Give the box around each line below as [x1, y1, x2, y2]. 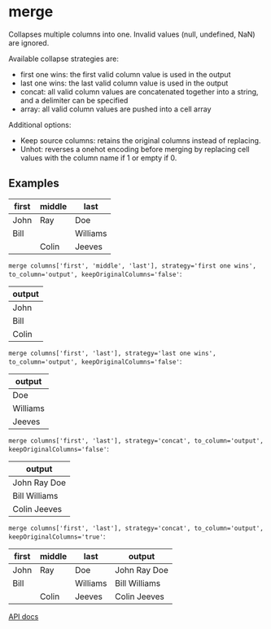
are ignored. [8, 37, 50, 47]
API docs [8, 611, 39, 621]
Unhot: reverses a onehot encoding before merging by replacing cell [20, 144, 250, 154]
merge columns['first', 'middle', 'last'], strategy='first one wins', [8, 261, 256, 270]
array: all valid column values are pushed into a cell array [20, 104, 212, 114]
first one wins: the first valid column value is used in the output [20, 69, 231, 79]
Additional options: [8, 120, 72, 129]
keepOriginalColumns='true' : [8, 531, 106, 541]
